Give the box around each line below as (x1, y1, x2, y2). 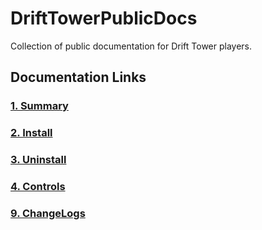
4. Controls (10, 180, 66, 194)
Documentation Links (10, 69, 147, 86)
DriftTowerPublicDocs (10, 7, 198, 30)
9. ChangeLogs (10, 206, 86, 220)
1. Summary (10, 99, 69, 113)
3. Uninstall (10, 153, 67, 167)
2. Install (10, 126, 53, 140)
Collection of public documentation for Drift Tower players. (10, 40, 253, 52)
